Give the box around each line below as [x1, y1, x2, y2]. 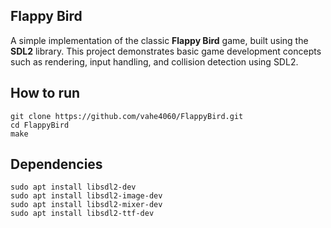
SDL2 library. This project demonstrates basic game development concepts [10, 45, 322, 57]
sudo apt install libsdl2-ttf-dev [10, 209, 155, 219]
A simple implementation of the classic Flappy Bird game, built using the [10, 34, 309, 46]
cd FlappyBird [10, 120, 70, 130]
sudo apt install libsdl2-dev [10, 182, 137, 193]
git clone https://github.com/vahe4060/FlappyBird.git [10, 111, 244, 121]
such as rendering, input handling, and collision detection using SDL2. [10, 55, 299, 68]
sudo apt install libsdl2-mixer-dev [10, 200, 163, 210]
